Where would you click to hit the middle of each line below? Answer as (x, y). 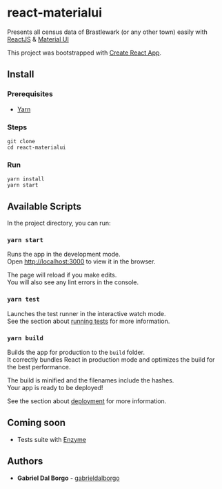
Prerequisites (30, 94)
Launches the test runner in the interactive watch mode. (87, 313)
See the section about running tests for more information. (89, 321)
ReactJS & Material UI (38, 39)
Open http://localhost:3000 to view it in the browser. (81, 261)
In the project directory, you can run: (59, 223)
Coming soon (37, 423)
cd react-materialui (37, 147)
